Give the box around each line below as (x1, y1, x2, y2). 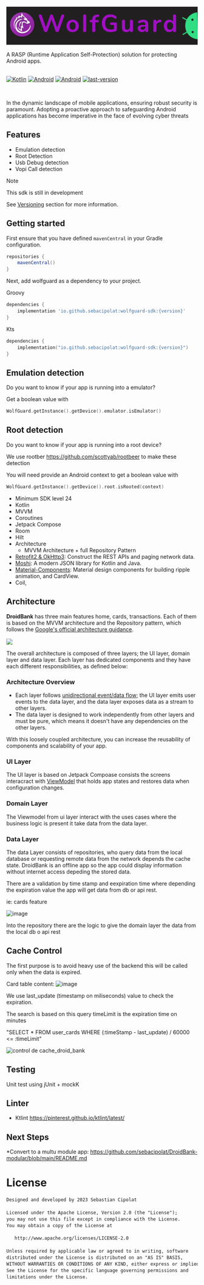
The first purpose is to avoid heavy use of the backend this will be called (6, 962, 188, 969)
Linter (6, 1098, 29, 1108)
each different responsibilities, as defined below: (6, 662, 128, 670)
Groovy (6, 289, 25, 296)
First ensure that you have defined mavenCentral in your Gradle (6, 234, 163, 242)
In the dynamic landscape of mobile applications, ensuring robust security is (6, 99, 197, 107)
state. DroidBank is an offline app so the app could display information (6, 861, 182, 869)
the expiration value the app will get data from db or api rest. (6, 886, 158, 894)
